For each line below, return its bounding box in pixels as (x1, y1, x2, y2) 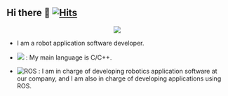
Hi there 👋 (6, 7, 51, 19)
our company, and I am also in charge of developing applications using (16, 74, 222, 83)
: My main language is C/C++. (25, 53, 112, 62)
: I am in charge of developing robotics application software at (38, 67, 218, 75)
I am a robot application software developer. (16, 39, 145, 47)
